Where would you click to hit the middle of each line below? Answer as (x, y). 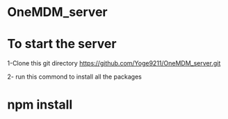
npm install (40, 105)
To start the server (62, 44)
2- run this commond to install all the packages (75, 77)
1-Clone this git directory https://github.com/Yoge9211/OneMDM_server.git (114, 63)
